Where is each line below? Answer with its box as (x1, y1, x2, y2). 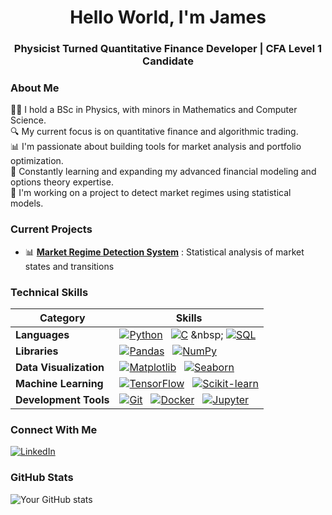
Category (39, 311, 86, 325)
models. (10, 197, 44, 210)
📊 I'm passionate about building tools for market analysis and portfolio (10, 141, 302, 153)
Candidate (142, 54, 194, 68)
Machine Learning (15, 377, 104, 390)
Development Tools (15, 393, 110, 406)
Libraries (15, 344, 59, 358)
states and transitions (24, 260, 115, 272)
